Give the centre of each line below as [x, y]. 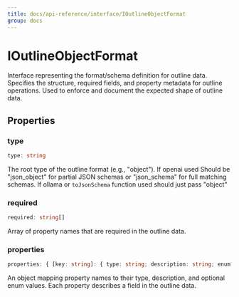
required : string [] [36, 218]
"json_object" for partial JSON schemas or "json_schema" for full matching [117, 177]
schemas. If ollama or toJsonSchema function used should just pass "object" [117, 184]
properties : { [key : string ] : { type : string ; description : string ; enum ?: [122, 264]
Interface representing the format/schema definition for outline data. [107, 75]
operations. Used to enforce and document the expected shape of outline [115, 90]
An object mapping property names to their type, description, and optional [116, 278]
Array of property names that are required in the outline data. [97, 231]
